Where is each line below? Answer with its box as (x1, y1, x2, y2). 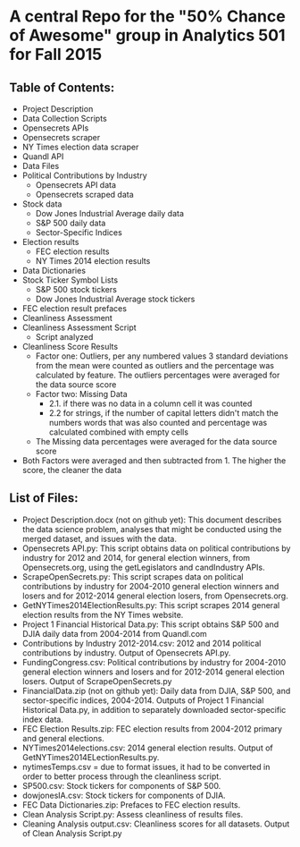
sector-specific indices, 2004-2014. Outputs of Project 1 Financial (21, 695, 264, 706)
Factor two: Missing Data (35, 389, 128, 399)
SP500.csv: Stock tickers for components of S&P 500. (21, 780, 221, 791)
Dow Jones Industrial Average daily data (35, 208, 185, 218)
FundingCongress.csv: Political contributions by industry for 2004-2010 (21, 656, 287, 667)
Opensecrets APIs (21, 123, 89, 133)
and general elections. (21, 733, 104, 743)
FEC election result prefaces (21, 303, 128, 314)
